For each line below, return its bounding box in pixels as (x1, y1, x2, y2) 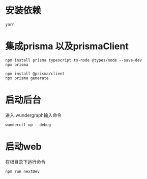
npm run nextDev (5, 169, 40, 174)
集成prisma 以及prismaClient (5, 40, 129, 52)
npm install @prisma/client (5, 71, 65, 76)
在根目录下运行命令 (5, 159, 46, 165)
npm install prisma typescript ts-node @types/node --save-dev (5, 57, 142, 63)
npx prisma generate (5, 75, 49, 81)
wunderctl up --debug (5, 122, 51, 127)
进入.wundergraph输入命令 (5, 112, 62, 118)
